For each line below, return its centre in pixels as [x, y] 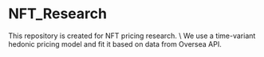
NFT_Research [58, 14]
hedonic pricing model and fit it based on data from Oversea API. [115, 44]
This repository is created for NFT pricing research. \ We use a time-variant [132, 36]
